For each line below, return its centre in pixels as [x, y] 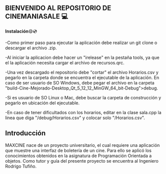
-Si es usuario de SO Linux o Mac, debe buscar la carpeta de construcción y [83, 97]
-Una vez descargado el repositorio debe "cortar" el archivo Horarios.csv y [82, 72]
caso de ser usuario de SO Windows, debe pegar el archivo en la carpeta [80, 83]
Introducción [26, 133]
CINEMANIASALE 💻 [37, 17]
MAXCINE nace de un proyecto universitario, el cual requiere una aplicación [83, 145]
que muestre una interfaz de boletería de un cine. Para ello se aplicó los [79, 150]
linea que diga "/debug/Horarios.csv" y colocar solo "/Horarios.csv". [75, 118]
